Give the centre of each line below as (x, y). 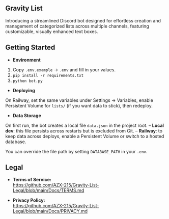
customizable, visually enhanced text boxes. (52, 31)
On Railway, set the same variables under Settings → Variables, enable (79, 100)
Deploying (24, 90)
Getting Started (30, 48)
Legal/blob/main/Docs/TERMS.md (48, 190)
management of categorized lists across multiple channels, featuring (77, 26)
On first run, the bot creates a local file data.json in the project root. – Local (85, 125)
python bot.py (27, 81)
